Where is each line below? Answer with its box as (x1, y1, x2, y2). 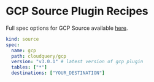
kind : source (6, 36, 39, 42)
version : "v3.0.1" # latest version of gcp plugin (11, 59, 144, 65)
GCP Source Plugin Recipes (6, 4, 148, 18)
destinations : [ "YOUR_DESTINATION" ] (11, 70, 105, 77)
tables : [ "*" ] (11, 64, 47, 70)
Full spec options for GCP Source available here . (6, 24, 128, 32)
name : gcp (11, 47, 36, 53)
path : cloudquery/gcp (11, 53, 67, 59)
